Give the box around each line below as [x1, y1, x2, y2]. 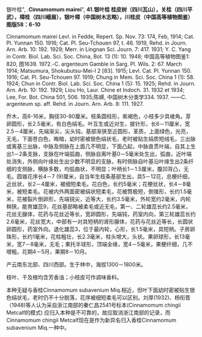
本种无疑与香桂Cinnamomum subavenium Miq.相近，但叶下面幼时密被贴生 [6, 286, 190, 294]
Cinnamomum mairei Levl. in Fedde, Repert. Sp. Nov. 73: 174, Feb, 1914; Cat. [6, 33, 195, 40]
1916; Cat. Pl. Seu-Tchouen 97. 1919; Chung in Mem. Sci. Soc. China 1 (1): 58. [6, 73, 195, 81]
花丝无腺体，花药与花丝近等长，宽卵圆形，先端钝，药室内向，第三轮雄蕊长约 [6, 211, 196, 217]
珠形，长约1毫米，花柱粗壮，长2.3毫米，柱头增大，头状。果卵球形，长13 [6, 233, 185, 240]
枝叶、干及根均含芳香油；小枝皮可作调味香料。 [6, 274, 122, 280]
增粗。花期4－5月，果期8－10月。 [6, 248, 90, 255]
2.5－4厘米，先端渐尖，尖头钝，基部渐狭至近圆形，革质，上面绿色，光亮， [6, 128, 191, 135]
